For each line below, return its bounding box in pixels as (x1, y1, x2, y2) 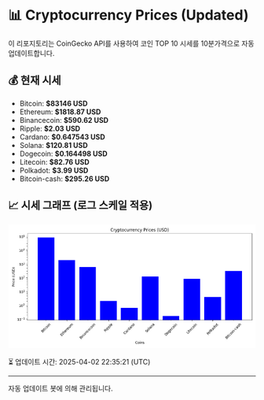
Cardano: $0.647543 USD (19, 131, 106, 142)
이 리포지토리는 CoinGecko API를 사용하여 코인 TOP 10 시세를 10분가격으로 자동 (8, 39, 255, 48)
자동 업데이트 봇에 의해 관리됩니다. (8, 383, 113, 393)
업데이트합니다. (8, 48, 55, 57)
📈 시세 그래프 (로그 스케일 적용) (8, 198, 153, 213)
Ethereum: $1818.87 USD (19, 107, 101, 117)
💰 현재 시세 (8, 74, 61, 87)
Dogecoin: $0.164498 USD (19, 149, 108, 158)
